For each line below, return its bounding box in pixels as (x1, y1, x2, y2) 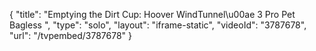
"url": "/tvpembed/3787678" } (9, 30, 133, 41)
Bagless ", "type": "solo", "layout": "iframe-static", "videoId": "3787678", (9, 19, 307, 31)
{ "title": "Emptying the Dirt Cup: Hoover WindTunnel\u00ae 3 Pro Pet (9, 9, 296, 20)
